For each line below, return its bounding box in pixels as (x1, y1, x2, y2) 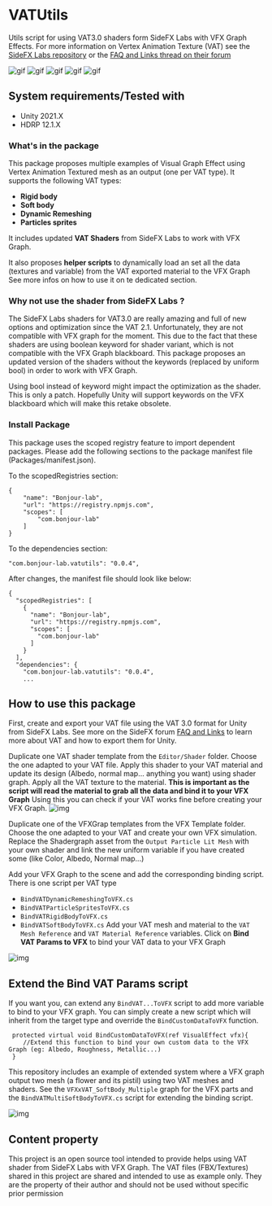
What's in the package (8, 140, 100, 151)
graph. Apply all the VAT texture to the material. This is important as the (8, 778, 250, 787)
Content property (8, 1132, 99, 1146)
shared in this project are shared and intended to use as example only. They (8, 1171, 262, 1182)
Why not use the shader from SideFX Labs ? (8, 295, 185, 306)
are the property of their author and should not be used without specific (8, 1180, 249, 1190)
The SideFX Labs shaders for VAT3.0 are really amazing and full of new (8, 314, 247, 323)
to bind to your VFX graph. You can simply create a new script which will (8, 1007, 252, 1017)
